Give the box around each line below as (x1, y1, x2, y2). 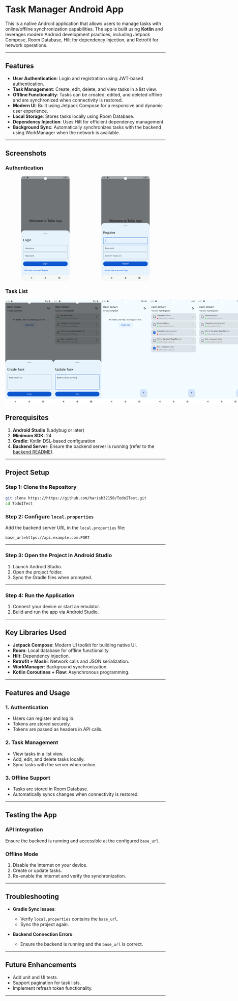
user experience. (12, 108, 48, 114)
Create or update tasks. (12, 867, 63, 873)
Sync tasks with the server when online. (12, 761, 97, 767)
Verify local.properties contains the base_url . (20, 916, 118, 922)
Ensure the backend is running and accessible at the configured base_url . (5, 838, 160, 844)
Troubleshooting (5, 892, 59, 901)
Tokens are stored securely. (12, 721, 71, 727)
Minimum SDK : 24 (12, 432, 52, 438)
